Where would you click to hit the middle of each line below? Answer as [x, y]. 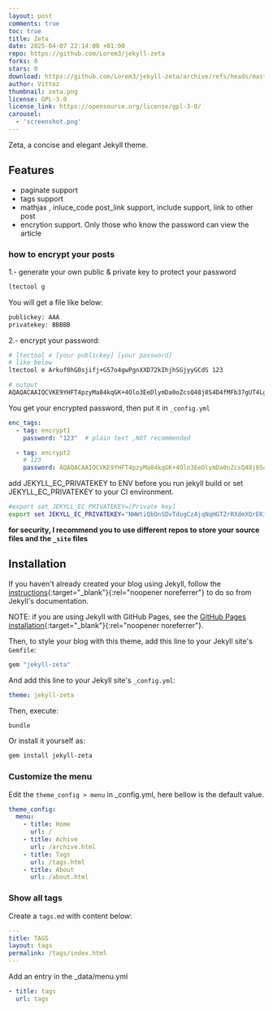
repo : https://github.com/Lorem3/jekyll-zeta [87, 54]
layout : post [30, 16]
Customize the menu [50, 777]
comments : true [34, 24]
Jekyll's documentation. [49, 601]
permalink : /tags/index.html [58, 953]
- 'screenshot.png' [49, 122]
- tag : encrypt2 [43, 453]
